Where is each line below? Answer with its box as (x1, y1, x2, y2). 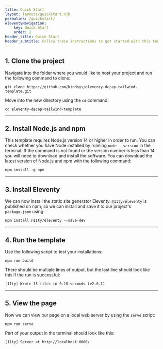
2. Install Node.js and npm (5, 124, 86, 133)
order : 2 (14, 30, 32, 35)
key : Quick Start (14, 25, 49, 30)
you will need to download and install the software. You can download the (5, 153, 153, 159)
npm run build (5, 258, 34, 263)
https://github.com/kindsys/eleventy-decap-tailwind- (26, 84, 138, 89)
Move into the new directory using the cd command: (5, 97, 109, 103)
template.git (5, 89, 32, 94)
